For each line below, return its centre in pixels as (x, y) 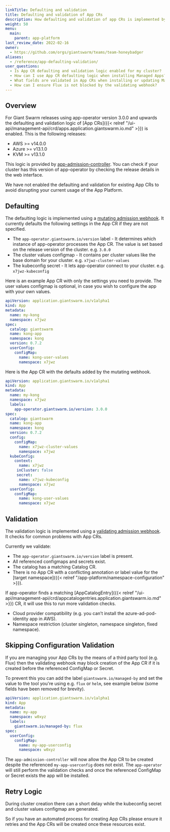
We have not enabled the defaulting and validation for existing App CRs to (82, 185)
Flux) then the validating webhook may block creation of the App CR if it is (83, 663)
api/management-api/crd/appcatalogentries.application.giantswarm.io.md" (83, 598)
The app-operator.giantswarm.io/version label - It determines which (84, 239)
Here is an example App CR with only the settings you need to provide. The (83, 281)
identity (20, 619)
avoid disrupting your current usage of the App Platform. (64, 190)
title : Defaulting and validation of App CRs (54, 15)
